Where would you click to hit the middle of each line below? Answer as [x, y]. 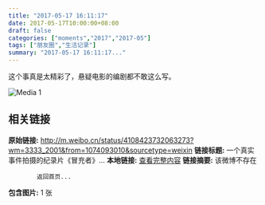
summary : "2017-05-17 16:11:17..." [67, 53]
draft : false [30, 30]
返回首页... [54, 176]
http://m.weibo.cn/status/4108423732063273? [117, 140]
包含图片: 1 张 [31, 192]
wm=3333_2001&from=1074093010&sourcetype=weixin [100, 150]
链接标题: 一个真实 [224, 150]
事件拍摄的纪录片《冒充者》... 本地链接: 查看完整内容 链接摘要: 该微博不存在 [132, 160]
